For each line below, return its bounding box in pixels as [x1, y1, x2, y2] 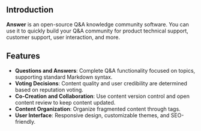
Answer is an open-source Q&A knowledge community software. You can [6, 20, 189, 28]
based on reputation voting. [14, 86, 84, 93]
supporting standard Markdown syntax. [14, 73, 113, 81]
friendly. [14, 118, 36, 125]
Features [6, 51, 40, 61]
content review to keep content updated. [14, 99, 116, 106]
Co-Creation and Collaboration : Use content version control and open [14, 93, 190, 100]
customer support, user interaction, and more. [6, 33, 120, 41]
